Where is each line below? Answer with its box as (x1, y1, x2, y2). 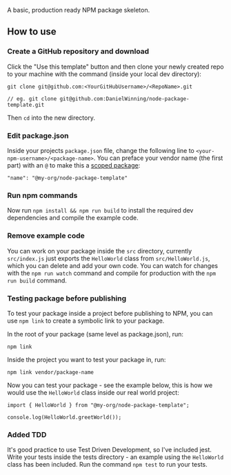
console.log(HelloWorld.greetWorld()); (7, 413, 122, 421)
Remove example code (7, 231, 85, 241)
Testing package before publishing (7, 294, 127, 303)
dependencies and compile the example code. (7, 214, 139, 222)
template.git (7, 101, 45, 108)
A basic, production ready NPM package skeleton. (7, 6, 150, 14)
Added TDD (7, 429, 47, 439)
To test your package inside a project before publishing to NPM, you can (7, 309, 213, 317)
